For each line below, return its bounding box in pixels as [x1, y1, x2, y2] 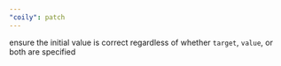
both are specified [9, 46, 76, 57]
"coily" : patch [9, 12, 66, 22]
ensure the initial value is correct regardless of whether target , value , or [9, 37, 273, 48]
